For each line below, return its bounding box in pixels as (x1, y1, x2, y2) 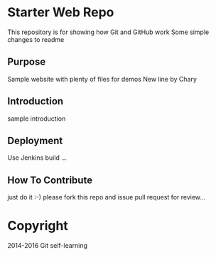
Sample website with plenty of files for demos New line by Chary (7, 75, 198, 83)
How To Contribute (7, 174, 93, 186)
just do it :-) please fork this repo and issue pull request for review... (7, 193, 206, 202)
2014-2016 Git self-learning (7, 241, 87, 250)
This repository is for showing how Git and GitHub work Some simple (7, 28, 210, 36)
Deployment (7, 134, 63, 146)
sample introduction (7, 114, 66, 123)
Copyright (7, 218, 69, 234)
